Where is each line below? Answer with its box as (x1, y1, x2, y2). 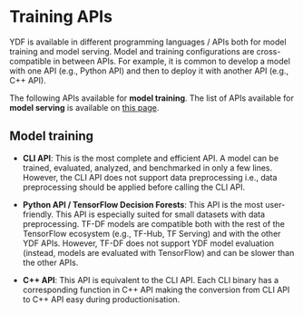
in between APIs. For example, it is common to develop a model (53, 55, 290, 66)
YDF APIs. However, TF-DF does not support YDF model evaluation (22, 238, 275, 249)
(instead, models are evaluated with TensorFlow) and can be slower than (22, 247, 295, 258)
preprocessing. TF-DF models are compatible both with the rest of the (22, 218, 286, 229)
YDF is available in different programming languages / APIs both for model (9, 36, 288, 47)
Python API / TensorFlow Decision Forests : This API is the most (22, 199, 263, 210)
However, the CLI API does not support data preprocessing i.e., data (22, 172, 278, 182)
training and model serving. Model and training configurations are (9, 45, 255, 56)
